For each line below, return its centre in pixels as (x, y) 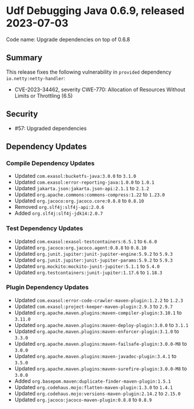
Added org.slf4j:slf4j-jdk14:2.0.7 (59, 213)
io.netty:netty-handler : (36, 78)
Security (22, 114)
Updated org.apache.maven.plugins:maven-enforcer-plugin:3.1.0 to (97, 331)
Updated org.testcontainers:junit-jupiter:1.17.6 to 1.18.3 (88, 272)
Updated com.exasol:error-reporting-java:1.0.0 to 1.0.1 (84, 182)
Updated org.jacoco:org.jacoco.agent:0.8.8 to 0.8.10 (81, 248)
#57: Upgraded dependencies (51, 128)
